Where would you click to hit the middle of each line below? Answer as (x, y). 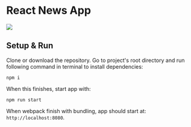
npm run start (24, 100)
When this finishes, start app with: (49, 88)
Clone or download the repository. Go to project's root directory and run (95, 60)
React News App (49, 11)
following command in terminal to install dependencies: (75, 66)
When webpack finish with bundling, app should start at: (76, 111)
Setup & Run (30, 46)
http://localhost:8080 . (36, 117)
